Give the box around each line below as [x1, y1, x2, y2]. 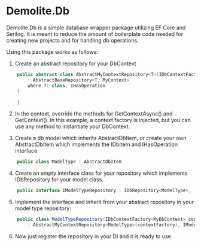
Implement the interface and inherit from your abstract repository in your [14, 198, 194, 205]
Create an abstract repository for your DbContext [14, 60, 136, 67]
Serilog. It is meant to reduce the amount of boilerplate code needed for [6, 30, 184, 37]
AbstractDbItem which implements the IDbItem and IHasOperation [14, 141, 178, 148]
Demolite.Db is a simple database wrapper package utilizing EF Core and [6, 24, 186, 31]
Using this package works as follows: [6, 48, 98, 55]
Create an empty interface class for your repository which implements [14, 169, 188, 177]
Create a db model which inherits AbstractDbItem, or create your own [14, 135, 187, 142]
